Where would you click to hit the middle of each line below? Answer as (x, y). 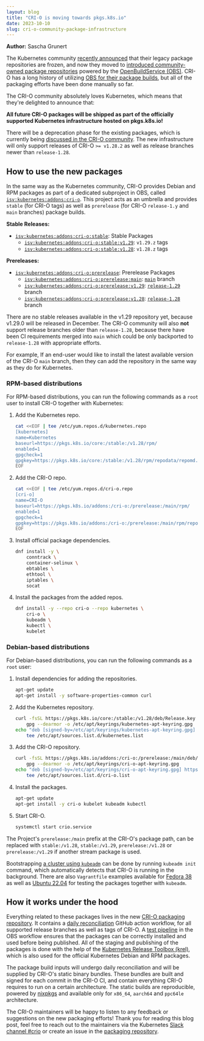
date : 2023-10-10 (28, 23)
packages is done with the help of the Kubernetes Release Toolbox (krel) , (98, 949)
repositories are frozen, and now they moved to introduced (80, 65)
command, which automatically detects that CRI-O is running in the (90, 870)
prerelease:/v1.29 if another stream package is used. (74, 852)
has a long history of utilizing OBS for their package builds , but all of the (102, 78)
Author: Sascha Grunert (37, 46)
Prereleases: (23, 261)
